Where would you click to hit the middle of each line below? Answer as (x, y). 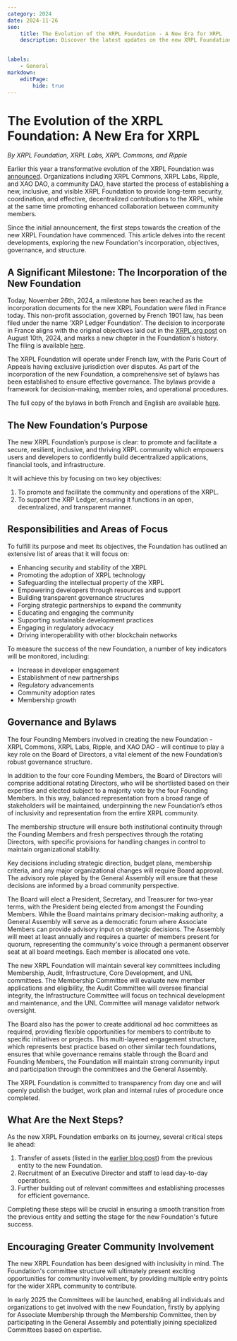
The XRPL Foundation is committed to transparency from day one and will (114, 1082)
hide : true (49, 85)
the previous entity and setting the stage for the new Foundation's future (113, 1217)
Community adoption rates (56, 692)
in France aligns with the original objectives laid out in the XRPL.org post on (117, 331)
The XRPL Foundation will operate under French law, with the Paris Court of (117, 359)
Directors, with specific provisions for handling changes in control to (107, 841)
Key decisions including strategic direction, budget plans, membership (110, 863)
